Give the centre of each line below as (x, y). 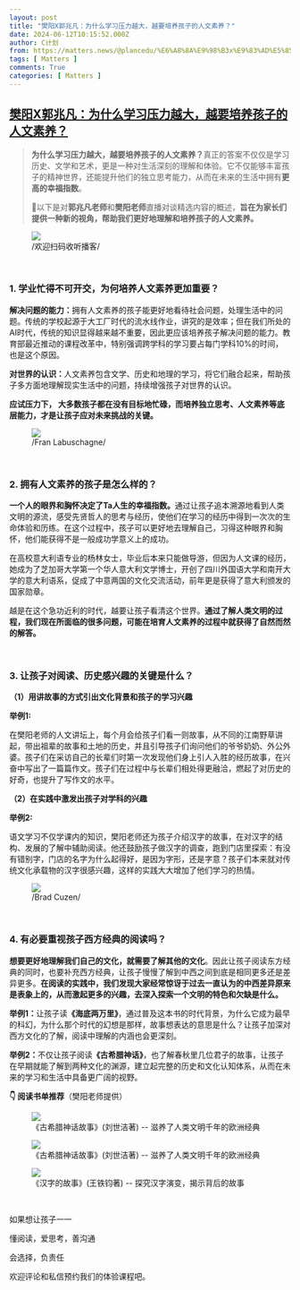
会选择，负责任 (37, 1257)
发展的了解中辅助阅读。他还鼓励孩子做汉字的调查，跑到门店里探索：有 (154, 848)
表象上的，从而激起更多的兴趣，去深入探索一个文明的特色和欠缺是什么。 (150, 994)
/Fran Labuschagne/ (69, 442)
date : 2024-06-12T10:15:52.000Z (69, 34)
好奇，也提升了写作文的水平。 (64, 780)
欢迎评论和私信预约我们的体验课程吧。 (79, 1276)
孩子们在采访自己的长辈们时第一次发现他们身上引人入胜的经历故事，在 (154, 757)
